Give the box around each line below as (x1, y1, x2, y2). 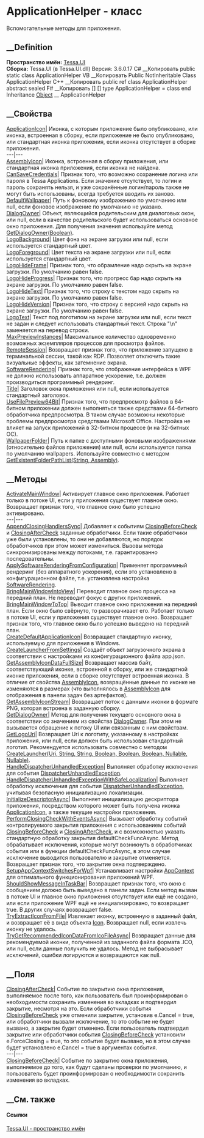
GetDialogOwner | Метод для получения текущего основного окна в (6, 711, 181, 719)
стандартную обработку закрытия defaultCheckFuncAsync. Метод (6, 835, 178, 842)
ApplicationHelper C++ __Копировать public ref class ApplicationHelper (6, 78, 188, 85)
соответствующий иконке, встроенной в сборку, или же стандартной (6, 665, 188, 673)
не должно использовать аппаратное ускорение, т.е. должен (6, 372, 166, 379)
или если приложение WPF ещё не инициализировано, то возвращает (6, 900, 189, 907)
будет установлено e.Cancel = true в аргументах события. (6, 1044, 158, 1051)
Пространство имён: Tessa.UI (6, 58, 86, 65)
